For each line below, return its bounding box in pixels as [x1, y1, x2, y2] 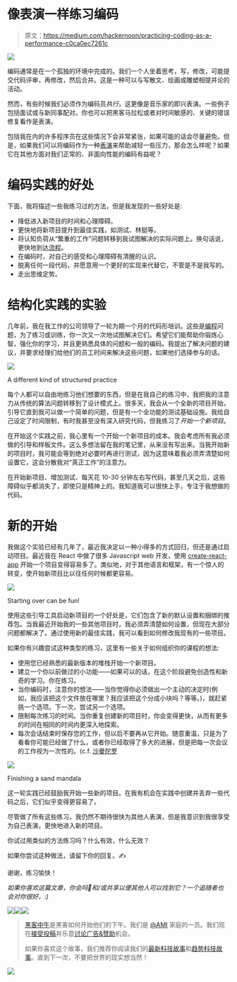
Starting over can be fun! [7, 596, 80, 605]
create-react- [188, 551, 227, 559]
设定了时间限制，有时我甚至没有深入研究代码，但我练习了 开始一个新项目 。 [13, 416, 230, 425]
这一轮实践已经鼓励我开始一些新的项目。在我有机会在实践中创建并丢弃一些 [7, 788, 224, 797]
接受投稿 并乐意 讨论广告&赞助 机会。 [30, 929, 134, 938]
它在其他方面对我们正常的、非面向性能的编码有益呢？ [7, 150, 162, 158]
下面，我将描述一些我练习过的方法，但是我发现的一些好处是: [7, 202, 183, 210]
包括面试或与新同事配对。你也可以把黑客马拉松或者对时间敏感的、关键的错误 [7, 108, 230, 116]
